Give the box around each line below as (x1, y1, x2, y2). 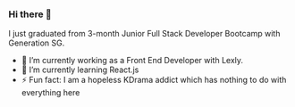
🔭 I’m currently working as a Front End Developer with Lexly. (21, 55, 243, 66)
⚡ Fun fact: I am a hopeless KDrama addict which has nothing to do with (21, 75, 287, 86)
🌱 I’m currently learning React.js (21, 64, 139, 75)
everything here (21, 87, 80, 98)
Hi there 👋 (8, 8, 53, 21)
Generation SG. (8, 37, 65, 48)
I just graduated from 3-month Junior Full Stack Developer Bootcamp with (8, 29, 281, 39)
